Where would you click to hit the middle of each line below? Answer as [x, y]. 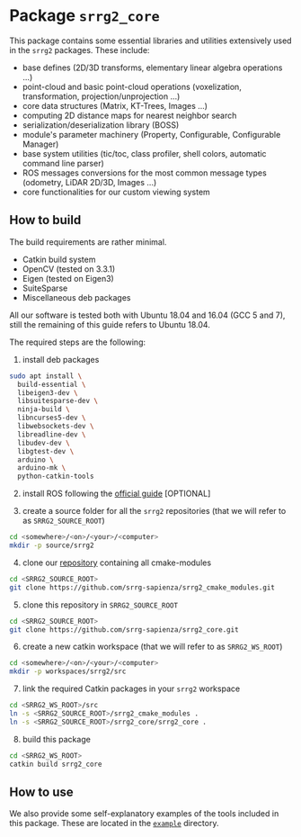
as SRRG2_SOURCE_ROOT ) [63, 521]
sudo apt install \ [46, 376]
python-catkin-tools [56, 477]
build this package [57, 739]
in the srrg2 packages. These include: [80, 49]
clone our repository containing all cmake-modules [117, 562]
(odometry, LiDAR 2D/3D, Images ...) [89, 182]
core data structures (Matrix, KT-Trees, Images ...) [115, 105]
